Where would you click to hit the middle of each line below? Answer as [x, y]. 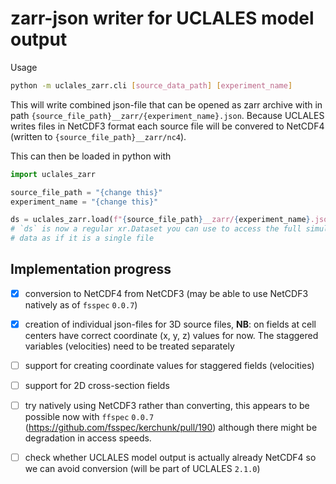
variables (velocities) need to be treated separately [129, 346]
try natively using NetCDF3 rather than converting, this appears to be [167, 406]
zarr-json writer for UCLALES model [162, 18]
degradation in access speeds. [88, 438]
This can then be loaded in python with [91, 156]
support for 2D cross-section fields [97, 386]
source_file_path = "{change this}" [86, 192]
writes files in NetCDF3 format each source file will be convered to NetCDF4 [167, 126]
